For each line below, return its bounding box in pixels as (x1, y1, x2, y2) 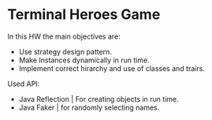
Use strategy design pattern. (18, 47, 112, 56)
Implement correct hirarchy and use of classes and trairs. (18, 63, 206, 73)
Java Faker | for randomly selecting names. (18, 103, 160, 112)
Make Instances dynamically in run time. (18, 55, 151, 65)
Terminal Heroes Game (7, 6, 161, 24)
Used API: (7, 79, 40, 88)
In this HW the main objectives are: (7, 32, 121, 41)
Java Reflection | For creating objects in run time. (18, 94, 179, 103)
